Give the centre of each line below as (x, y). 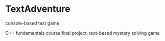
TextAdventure (38, 9)
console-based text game (32, 23)
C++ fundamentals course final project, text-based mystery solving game (82, 33)
